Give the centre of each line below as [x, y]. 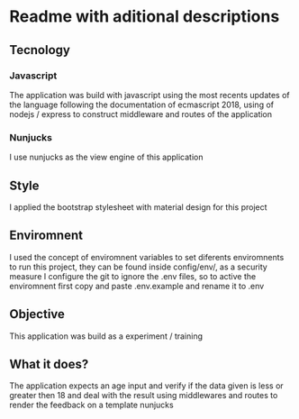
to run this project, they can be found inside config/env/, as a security [138, 267]
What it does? [49, 364]
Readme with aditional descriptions [145, 17]
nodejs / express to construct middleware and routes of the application [141, 114]
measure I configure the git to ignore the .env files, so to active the [133, 276]
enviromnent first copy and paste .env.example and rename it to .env [137, 286]
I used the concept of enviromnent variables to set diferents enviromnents [147, 257]
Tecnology [40, 50]
